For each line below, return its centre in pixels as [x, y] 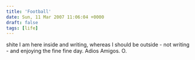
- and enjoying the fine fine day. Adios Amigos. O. [66, 51]
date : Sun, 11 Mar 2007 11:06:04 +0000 [55, 17]
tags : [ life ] [22, 28]
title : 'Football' [29, 11]
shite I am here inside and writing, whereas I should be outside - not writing [98, 45]
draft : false [22, 22]
